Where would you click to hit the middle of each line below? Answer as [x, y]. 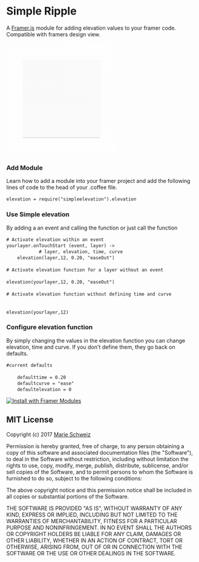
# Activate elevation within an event [55, 240]
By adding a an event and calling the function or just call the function [92, 228]
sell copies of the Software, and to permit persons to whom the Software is [100, 472]
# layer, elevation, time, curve [80, 252]
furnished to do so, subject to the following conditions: [74, 478]
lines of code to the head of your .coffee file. [62, 187]
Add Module [25, 168]
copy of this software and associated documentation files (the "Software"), [100, 452]
